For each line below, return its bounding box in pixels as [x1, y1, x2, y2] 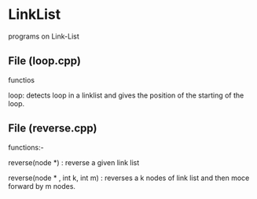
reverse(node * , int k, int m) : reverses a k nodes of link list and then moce [8, 173, 250, 182]
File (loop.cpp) [8, 54, 81, 68]
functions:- [8, 142, 45, 152]
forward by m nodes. [8, 181, 76, 190]
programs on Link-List [8, 31, 80, 41]
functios [8, 75, 35, 84]
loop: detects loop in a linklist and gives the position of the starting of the [8, 90, 244, 100]
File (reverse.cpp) [8, 122, 97, 135]
